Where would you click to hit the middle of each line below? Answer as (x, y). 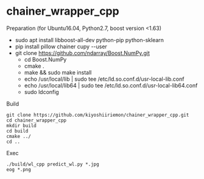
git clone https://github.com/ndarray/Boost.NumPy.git (83, 53)
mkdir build (21, 126)
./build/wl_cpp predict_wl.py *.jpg (53, 164)
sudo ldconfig (41, 92)
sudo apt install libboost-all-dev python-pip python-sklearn (90, 40)
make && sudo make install (58, 72)
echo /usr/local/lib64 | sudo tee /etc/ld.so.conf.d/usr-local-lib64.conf (111, 85)
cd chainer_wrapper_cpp (37, 120)
